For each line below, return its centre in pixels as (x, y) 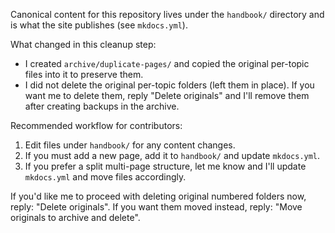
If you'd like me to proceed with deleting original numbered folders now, (158, 196)
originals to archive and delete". (75, 217)
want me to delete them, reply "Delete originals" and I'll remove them (167, 95)
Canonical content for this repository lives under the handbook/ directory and (167, 14)
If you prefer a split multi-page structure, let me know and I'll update (165, 166)
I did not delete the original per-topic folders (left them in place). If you (169, 85)
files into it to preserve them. (84, 74)
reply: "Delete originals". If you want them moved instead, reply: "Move (156, 207)
